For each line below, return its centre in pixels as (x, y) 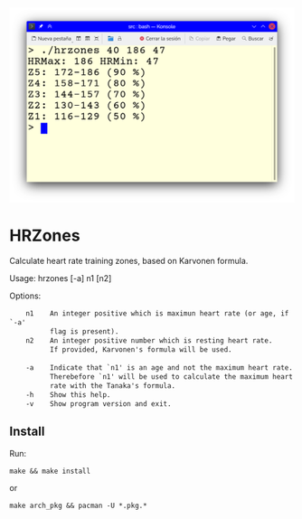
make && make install (50, 471)
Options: (25, 296)
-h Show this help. (68, 395)
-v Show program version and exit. (99, 404)
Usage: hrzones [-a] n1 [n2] (61, 278)
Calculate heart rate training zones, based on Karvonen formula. (129, 260)
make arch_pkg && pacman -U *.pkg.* (78, 505)
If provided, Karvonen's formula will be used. (141, 349)
